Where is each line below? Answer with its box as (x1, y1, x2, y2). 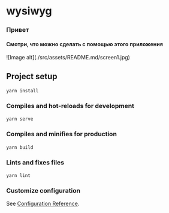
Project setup (6, 71, 58, 82)
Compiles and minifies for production (6, 130, 117, 139)
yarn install (6, 88, 39, 94)
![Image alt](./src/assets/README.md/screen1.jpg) (6, 54, 131, 61)
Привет (6, 26, 29, 34)
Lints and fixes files (6, 158, 65, 166)
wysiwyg (6, 4, 52, 18)
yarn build (6, 144, 34, 151)
